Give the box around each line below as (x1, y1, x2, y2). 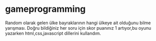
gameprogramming (5, 3, 86, 15)
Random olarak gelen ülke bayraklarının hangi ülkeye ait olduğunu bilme (5, 20, 151, 26)
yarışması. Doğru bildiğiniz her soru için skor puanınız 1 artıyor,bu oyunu (5, 25, 152, 31)
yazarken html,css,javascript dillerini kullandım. (5, 30, 101, 36)
